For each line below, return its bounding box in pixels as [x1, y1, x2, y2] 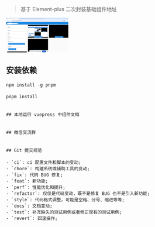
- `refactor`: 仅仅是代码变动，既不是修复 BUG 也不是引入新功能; [6, 190, 150, 197]
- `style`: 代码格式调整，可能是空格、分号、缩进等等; [6, 197, 125, 202]
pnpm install [6, 94, 38, 99]
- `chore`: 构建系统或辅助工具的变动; [6, 166, 90, 171]
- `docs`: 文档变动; [6, 203, 53, 209]
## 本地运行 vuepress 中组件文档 [6, 111, 80, 118]
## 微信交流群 [6, 129, 36, 135]
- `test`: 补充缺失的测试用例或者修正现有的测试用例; [6, 209, 122, 215]
